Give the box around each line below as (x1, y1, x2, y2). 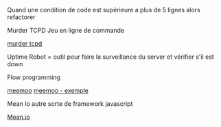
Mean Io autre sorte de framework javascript (7, 100, 133, 108)
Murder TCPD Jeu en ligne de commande (7, 27, 125, 34)
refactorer (7, 13, 36, 21)
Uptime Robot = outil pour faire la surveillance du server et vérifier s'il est (7, 53, 214, 61)
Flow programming (7, 73, 60, 81)
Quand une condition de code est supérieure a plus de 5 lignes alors (7, 6, 200, 14)
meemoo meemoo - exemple (7, 87, 89, 94)
